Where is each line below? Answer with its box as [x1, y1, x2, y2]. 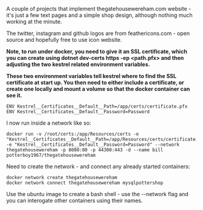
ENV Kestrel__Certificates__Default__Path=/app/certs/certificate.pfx [6, 103, 188, 110]
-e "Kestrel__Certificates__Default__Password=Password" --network [6, 142, 180, 148]
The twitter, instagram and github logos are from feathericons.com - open [6, 30, 190, 37]
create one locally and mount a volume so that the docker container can [6, 85, 190, 93]
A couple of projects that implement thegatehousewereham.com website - [6, 5, 192, 12]
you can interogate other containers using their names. [6, 197, 143, 204]
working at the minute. [6, 18, 62, 25]
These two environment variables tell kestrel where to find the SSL [6, 73, 177, 79]
